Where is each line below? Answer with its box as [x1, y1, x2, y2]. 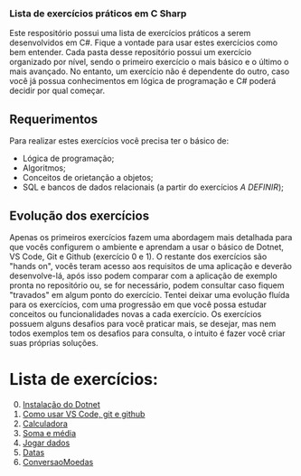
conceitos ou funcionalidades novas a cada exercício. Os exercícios [9, 308, 262, 319]
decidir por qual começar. [9, 85, 106, 97]
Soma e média [22, 427, 77, 438]
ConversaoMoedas [22, 456, 94, 467]
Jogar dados [22, 437, 71, 448]
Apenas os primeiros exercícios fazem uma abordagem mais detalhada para [9, 231, 293, 242]
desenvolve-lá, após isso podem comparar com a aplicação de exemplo [9, 270, 277, 281]
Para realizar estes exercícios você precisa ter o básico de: [9, 135, 230, 146]
